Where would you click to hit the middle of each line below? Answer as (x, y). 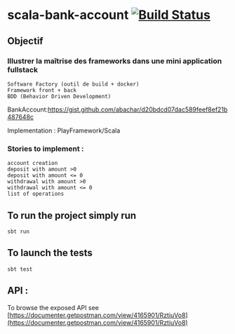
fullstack (23, 69)
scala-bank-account (68, 15)
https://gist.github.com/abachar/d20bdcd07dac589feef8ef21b (138, 109)
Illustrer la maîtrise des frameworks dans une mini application (115, 61)
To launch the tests (50, 253)
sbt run (19, 232)
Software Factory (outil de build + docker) (73, 84)
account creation (33, 163)
